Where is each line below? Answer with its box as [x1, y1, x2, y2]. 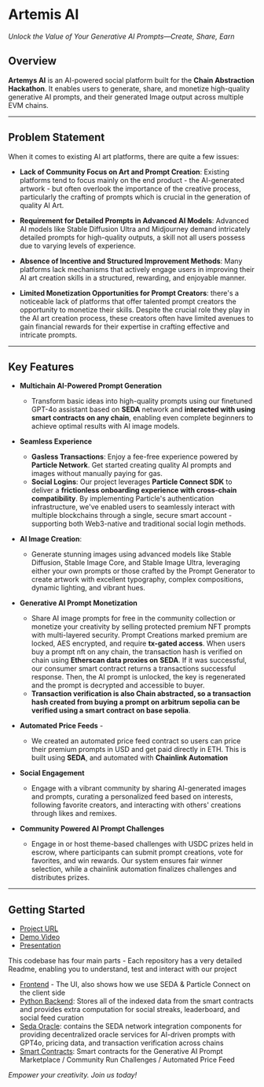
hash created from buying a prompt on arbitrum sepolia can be [31, 698, 240, 707]
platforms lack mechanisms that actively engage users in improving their [19, 264, 255, 274]
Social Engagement [19, 769, 85, 778]
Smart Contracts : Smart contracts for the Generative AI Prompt [19, 1047, 223, 1056]
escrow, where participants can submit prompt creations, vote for [31, 847, 244, 857]
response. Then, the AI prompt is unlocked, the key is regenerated [31, 672, 246, 682]
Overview [8, 54, 57, 68]
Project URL [19, 924, 59, 933]
